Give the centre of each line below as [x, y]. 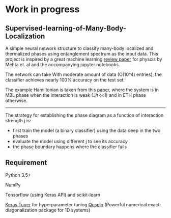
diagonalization [21, 210]
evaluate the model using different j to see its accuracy [70, 141]
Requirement [26, 163]
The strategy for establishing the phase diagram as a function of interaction [84, 115]
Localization [25, 36]
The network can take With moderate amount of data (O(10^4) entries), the [83, 74]
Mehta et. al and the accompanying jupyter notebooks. [63, 64]
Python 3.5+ [18, 175]
